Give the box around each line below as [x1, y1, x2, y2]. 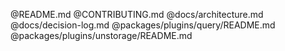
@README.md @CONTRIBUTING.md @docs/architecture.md [10, 9, 264, 20]
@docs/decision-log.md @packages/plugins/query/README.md [10, 19, 276, 31]
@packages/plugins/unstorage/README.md [10, 30, 193, 41]
